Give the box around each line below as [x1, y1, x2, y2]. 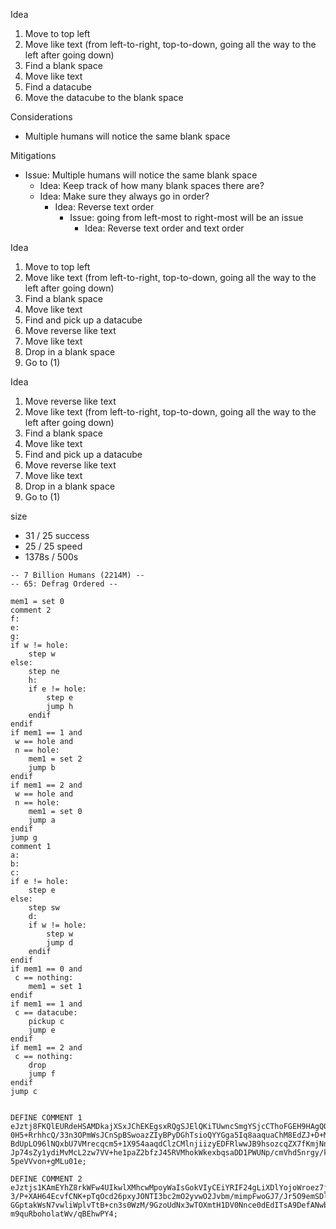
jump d [46, 938, 74, 948]
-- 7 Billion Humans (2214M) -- [10, 570, 145, 580]
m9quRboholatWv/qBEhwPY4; [10, 1209, 118, 1219]
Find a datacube [24, 81, 92, 93]
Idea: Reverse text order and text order [84, 222, 245, 234]
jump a [28, 815, 56, 825]
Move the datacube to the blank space [24, 92, 184, 103]
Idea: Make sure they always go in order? [39, 190, 210, 202]
